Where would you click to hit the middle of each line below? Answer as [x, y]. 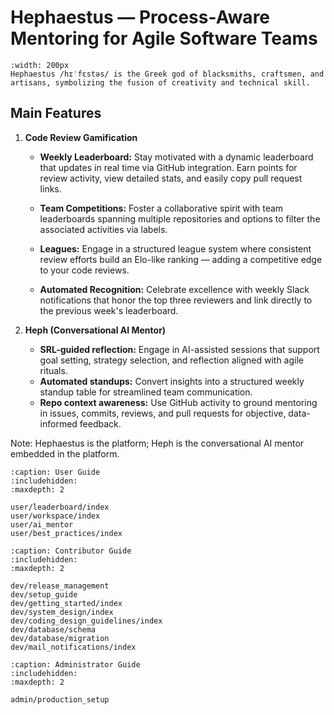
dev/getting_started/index [66, 603]
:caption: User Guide [55, 472]
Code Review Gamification [81, 137]
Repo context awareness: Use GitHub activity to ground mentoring [178, 402]
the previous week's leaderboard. [109, 310]
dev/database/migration [60, 638]
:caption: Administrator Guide [75, 664]
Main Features [56, 113]
